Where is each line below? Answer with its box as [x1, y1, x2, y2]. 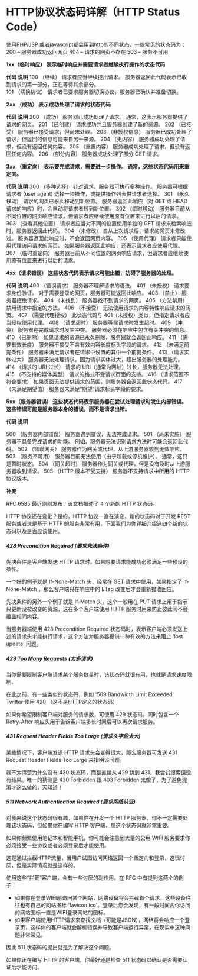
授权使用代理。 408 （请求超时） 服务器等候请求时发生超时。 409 [11, 319, 171, 326]
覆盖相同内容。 [6, 613, 42, 620]
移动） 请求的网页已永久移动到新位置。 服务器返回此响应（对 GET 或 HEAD [6, 198, 188, 205]
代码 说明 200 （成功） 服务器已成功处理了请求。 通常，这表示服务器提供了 [6, 113, 189, 120]
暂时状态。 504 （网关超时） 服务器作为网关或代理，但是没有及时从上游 [11, 460, 186, 467]
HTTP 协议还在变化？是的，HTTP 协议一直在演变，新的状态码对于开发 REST [6, 512, 191, 519]
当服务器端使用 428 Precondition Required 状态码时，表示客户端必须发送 [6, 625, 183, 632]
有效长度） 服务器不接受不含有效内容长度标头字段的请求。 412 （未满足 [11, 341, 184, 348]
